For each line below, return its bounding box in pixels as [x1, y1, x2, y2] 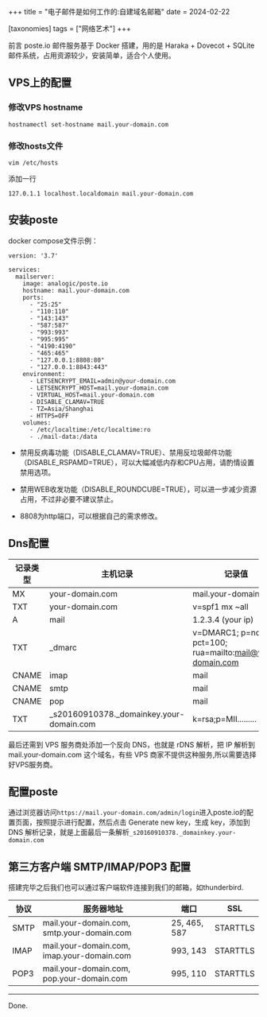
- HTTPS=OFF [29, 412, 69, 420]
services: [8, 266, 41, 274]
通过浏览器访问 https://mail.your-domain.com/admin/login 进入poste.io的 [8, 808, 247, 817]
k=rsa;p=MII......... [192, 713, 257, 724]
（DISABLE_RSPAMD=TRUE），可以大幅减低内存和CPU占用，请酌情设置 [19, 457, 255, 467]
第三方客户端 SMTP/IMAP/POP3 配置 [8, 860, 191, 873]
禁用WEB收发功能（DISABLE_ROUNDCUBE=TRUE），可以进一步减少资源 [19, 484, 257, 494]
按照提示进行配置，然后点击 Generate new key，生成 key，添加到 [35, 817, 250, 827]
